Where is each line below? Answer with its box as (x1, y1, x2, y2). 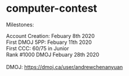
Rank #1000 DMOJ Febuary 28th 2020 (6, 51, 100, 58)
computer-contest (6, 2, 98, 15)
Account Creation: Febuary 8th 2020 (6, 32, 95, 39)
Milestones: (6, 21, 34, 28)
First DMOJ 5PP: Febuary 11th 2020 (6, 39, 92, 46)
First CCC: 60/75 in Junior (6, 44, 69, 51)
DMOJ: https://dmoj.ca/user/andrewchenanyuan (6, 63, 123, 70)
